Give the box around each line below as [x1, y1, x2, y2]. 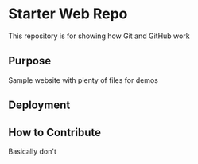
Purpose [8, 54, 52, 68]
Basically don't [8, 146, 57, 156]
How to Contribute [8, 125, 102, 139]
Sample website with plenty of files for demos [8, 75, 159, 84]
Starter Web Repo [8, 5, 128, 23]
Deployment [8, 99, 71, 112]
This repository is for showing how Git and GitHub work [8, 31, 190, 41]
